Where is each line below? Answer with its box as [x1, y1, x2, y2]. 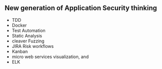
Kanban [11, 48, 28, 54]
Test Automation [11, 27, 46, 34]
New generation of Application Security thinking [4, 4, 157, 12]
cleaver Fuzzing [11, 38, 45, 44]
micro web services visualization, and [11, 54, 89, 60]
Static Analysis [11, 33, 43, 38]
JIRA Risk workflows [11, 43, 54, 49]
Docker [11, 22, 27, 28]
